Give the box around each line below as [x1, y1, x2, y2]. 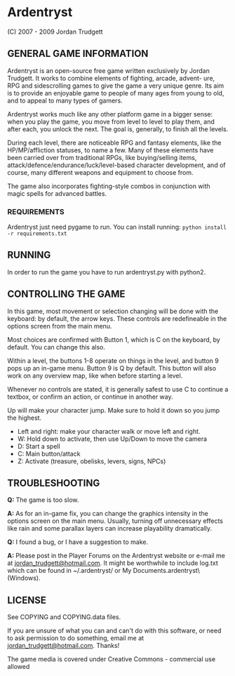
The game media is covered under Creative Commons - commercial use [7, 655, 216, 663]
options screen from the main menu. [7, 322, 112, 330]
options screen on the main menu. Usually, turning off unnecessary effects [7, 517, 223, 525]
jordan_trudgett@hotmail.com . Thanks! [7, 642, 120, 650]
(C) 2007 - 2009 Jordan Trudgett [7, 27, 103, 36]
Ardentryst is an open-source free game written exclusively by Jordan [7, 66, 210, 74]
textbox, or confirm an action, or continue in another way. [7, 392, 173, 401]
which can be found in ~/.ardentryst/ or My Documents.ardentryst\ [7, 566, 200, 575]
